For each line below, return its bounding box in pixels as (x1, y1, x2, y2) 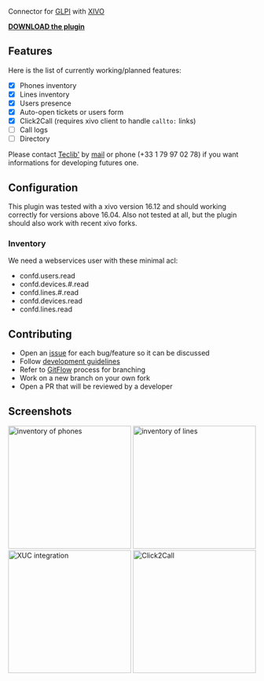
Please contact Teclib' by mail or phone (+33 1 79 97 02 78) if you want (8, 149, 239, 160)
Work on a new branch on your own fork (19, 374, 151, 383)
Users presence (19, 98, 72, 108)
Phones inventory (19, 80, 77, 90)
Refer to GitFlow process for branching (19, 365, 146, 374)
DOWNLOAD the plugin (8, 22, 85, 31)
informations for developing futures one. (8, 158, 139, 167)
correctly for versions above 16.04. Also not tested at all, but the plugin (8, 210, 237, 219)
